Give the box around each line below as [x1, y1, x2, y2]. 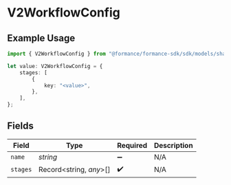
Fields [7, 120, 34, 132]
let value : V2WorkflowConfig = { [7, 63, 103, 69]
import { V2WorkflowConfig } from [7, 50, 107, 57]
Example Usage [7, 32, 76, 44]
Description [153, 140, 194, 150]
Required [116, 140, 148, 150]
